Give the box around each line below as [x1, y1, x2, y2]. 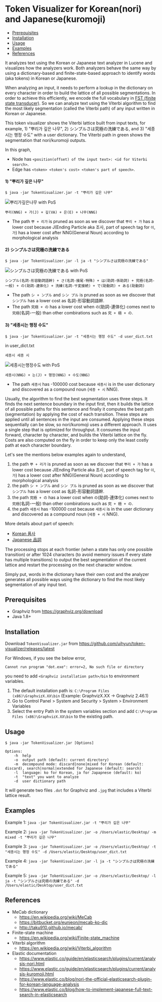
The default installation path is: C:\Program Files [12, 688, 110, 693]
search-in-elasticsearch [19, 991, 67, 997]
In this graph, [5, 147, 31, 153]
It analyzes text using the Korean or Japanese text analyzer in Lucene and [5, 60, 152, 66]
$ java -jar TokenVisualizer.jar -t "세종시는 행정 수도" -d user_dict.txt [5, 334, 153, 339]
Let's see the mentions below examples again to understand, [5, 451, 127, 457]
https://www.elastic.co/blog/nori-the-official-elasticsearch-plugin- [19, 976, 152, 982]
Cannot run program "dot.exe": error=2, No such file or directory [5, 665, 144, 670]
